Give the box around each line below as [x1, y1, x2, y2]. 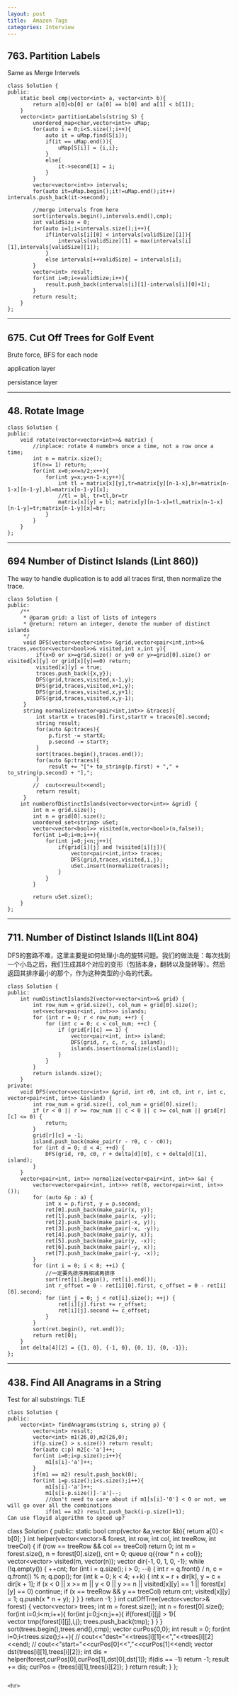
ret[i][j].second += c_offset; [57, 1307, 151, 1314]
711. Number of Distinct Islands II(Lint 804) [7, 932, 199, 944]
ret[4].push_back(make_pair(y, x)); [45, 1231, 154, 1238]
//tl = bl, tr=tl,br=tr [57, 492, 129, 499]
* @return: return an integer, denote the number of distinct [23, 620, 211, 628]
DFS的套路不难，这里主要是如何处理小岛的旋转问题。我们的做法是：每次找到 [7, 951, 231, 960]
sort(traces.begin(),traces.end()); [35, 750, 144, 757]
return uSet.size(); [33, 893, 93, 901]
